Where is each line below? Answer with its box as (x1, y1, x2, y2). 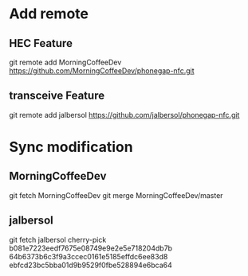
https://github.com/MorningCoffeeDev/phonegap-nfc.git (9, 66, 195, 76)
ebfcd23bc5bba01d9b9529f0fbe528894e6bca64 (9, 260, 172, 270)
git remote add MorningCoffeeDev (9, 57, 122, 67)
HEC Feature (9, 37, 73, 50)
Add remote (9, 5, 89, 23)
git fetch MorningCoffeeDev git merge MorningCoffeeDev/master (9, 190, 223, 200)
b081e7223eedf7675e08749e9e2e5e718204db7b (9, 243, 173, 253)
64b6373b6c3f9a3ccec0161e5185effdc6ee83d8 (9, 251, 168, 261)
